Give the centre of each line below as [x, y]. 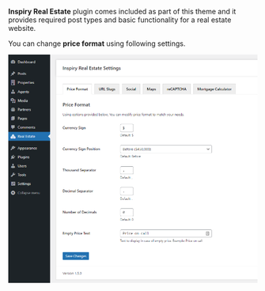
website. [22, 28]
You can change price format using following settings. [97, 43]
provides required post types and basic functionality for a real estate [120, 20]
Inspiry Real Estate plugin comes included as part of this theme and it [122, 11]
